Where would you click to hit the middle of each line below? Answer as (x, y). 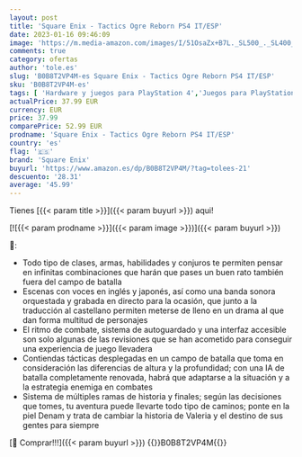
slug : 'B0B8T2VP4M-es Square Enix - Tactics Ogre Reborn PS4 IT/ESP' (142, 76)
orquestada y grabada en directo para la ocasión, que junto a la (140, 301)
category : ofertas (44, 59)
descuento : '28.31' (46, 176)
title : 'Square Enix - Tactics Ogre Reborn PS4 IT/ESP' (116, 26)
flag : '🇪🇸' (31, 151)
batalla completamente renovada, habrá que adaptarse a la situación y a (156, 378)
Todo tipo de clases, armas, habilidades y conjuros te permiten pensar (152, 263)
